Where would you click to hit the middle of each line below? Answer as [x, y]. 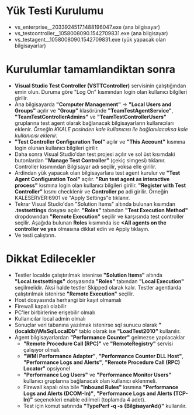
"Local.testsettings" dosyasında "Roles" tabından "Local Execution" [99, 281]
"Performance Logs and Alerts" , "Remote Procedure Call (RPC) [102, 362]
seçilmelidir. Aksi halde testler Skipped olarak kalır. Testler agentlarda [98, 287]
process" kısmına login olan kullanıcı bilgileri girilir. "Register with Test [100, 185]
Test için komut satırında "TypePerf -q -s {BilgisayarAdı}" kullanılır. [105, 406]
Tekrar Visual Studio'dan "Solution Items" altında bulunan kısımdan [95, 204]
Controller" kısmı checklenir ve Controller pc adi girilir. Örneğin [91, 191]
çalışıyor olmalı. [42, 349]
